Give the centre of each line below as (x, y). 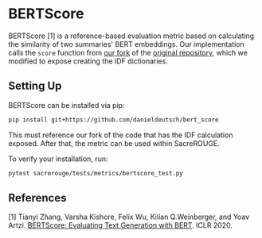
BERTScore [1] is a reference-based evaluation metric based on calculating (131, 36)
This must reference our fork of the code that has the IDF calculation (121, 135)
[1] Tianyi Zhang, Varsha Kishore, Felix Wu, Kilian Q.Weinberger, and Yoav (129, 217)
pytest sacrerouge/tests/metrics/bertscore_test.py (96, 173)
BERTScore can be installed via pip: (66, 105)
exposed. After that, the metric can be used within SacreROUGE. (114, 143)
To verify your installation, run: (58, 159)
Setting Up (35, 86)
